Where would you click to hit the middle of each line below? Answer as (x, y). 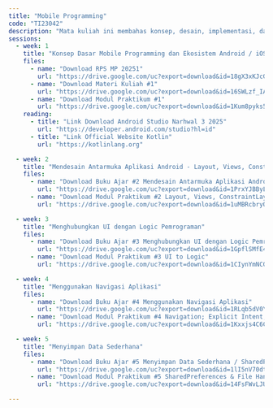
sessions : (25, 39)
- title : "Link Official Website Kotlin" (101, 137)
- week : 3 (32, 219)
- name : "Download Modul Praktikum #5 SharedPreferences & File (141, 377)
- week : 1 (32, 46)
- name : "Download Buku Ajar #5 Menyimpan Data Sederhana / (134, 362)
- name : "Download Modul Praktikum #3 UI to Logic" (119, 257)
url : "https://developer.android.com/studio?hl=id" (127, 129)
